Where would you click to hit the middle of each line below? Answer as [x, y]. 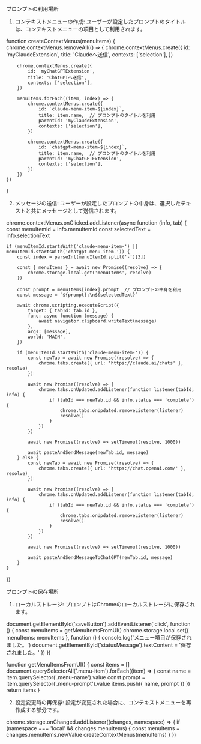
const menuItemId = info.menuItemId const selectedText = [79, 229]
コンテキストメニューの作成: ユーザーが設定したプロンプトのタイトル [100, 22]
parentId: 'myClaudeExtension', [79, 121]
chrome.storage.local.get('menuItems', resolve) [90, 273]
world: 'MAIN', [47, 337]
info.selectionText [28, 235]
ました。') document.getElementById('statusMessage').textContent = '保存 [99, 645]
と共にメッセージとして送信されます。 [73, 211]
